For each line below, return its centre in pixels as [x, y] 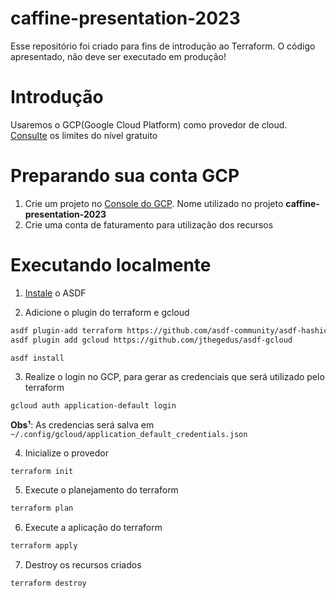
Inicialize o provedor [66, 453]
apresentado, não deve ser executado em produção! [118, 56]
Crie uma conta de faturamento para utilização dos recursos [149, 224]
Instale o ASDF [55, 293]
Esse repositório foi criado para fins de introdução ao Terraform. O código [163, 46]
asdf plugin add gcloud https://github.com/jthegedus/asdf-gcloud [151, 340]
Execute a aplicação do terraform [93, 528]
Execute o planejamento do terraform [101, 490]
